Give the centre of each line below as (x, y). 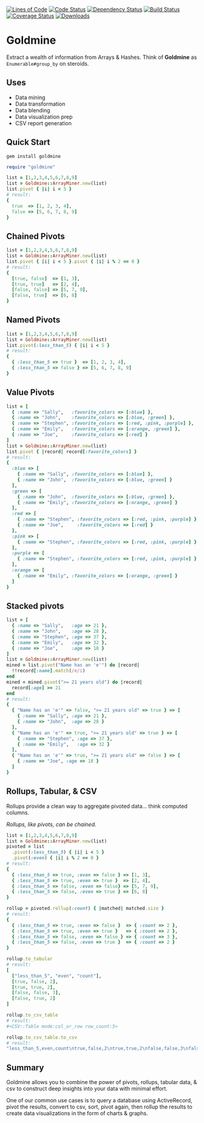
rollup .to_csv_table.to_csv (42, 1037)
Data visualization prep (44, 117)
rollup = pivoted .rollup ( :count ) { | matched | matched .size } (85, 909)
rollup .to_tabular (29, 959)
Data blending (32, 110)
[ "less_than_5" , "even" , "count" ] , (57, 976)
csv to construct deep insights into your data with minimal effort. (87, 1089)
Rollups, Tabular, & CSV (52, 792)
